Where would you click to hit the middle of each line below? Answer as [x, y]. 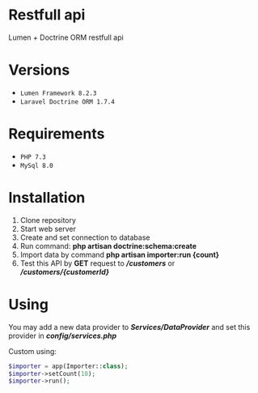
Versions [39, 70]
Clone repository [48, 220]
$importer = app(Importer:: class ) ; [68, 366]
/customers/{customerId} [65, 271]
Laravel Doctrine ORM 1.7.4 [67, 102]
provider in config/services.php [63, 335]
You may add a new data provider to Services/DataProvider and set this [129, 327]
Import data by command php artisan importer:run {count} [120, 254]
